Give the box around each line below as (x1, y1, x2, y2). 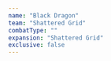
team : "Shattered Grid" (8, 19, 87, 27)
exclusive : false (8, 41, 65, 49)
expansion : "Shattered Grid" (8, 33, 104, 42)
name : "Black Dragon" (8, 11, 80, 20)
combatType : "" (8, 26, 58, 34)
